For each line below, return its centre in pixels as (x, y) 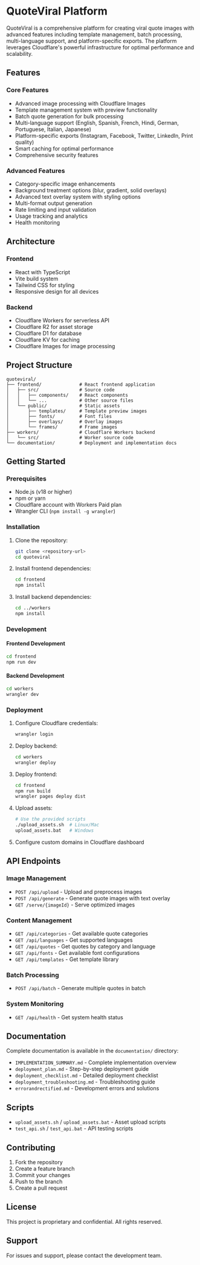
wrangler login (34, 734)
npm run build (33, 791)
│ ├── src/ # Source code (60, 390)
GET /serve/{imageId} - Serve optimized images (75, 905)
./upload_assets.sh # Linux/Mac (57, 825)
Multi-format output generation (53, 203)
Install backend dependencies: (53, 597)
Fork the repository (39, 1162)
